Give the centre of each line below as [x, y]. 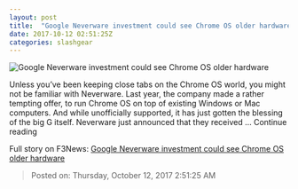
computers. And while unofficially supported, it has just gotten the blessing [146, 113]
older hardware [37, 158]
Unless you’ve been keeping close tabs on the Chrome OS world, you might [148, 84]
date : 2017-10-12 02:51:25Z [61, 34]
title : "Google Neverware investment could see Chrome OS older [132, 26]
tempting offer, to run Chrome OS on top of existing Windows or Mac [135, 104]
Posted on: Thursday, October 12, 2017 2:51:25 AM [123, 176]
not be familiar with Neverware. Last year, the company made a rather [137, 94]
